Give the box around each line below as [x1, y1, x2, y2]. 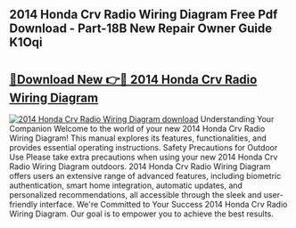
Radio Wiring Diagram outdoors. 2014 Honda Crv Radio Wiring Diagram [9, 161, 271, 172]
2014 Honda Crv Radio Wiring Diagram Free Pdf [9, 7, 278, 22]
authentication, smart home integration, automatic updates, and [9, 180, 243, 191]
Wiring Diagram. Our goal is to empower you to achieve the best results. [9, 208, 274, 219]
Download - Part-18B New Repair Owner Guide [9, 21, 273, 37]
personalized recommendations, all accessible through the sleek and [9, 190, 262, 199]
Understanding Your [200, 114, 275, 124]
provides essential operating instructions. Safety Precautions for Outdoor [9, 142, 278, 152]
